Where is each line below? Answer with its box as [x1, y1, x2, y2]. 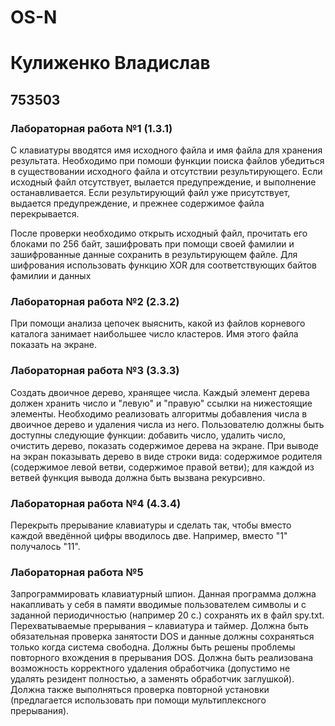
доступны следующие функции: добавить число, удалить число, [10, 429, 287, 441]
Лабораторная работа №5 [10, 565, 144, 579]
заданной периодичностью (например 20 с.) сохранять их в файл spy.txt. [10, 609, 325, 621]
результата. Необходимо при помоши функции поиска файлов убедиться [10, 155, 325, 167]
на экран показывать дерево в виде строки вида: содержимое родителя [10, 450, 323, 462]
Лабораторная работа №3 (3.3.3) [10, 364, 180, 378]
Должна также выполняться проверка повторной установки [10, 684, 270, 696]
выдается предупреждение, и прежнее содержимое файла [10, 197, 265, 210]
